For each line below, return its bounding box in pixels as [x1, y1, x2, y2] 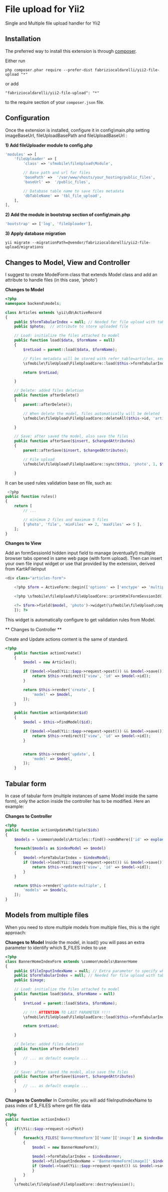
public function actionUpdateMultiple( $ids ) [5, 827, 99, 832]
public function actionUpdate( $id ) [14, 710, 88, 716]
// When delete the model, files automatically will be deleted [23, 411, 160, 416]
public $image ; [14, 978, 46, 983]
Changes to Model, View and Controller [5, 258, 130, 267]
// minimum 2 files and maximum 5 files [23, 517, 108, 522]
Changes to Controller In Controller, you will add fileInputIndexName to [5, 1097, 152, 1103]
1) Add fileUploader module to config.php [5, 142, 93, 148]
